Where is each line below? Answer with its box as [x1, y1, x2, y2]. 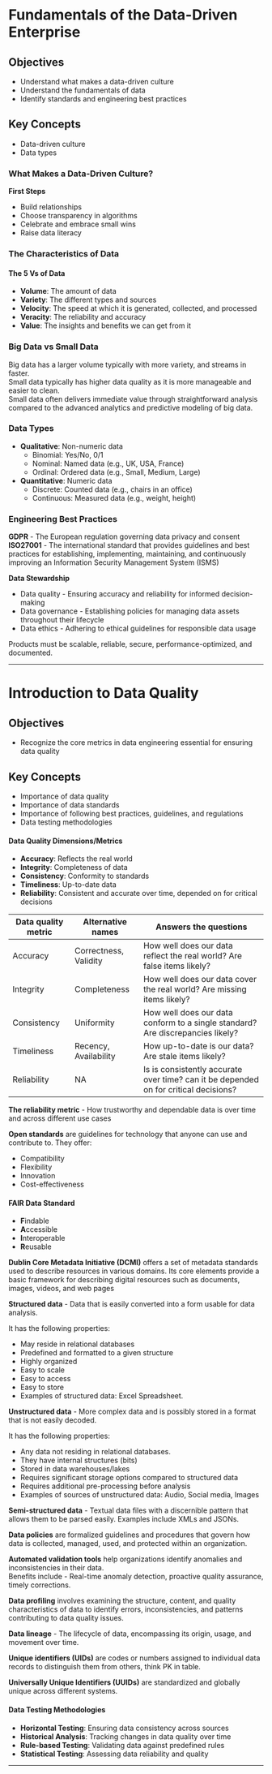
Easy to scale [19, 1365, 65, 1375]
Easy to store [19, 1382, 65, 1393]
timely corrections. [8, 1580, 71, 1590]
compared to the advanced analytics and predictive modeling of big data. [8, 403, 253, 412]
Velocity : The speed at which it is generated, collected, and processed [19, 304, 257, 313]
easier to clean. [8, 385, 60, 395]
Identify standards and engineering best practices [19, 94, 188, 103]
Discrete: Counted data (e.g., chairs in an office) [32, 484, 193, 494]
